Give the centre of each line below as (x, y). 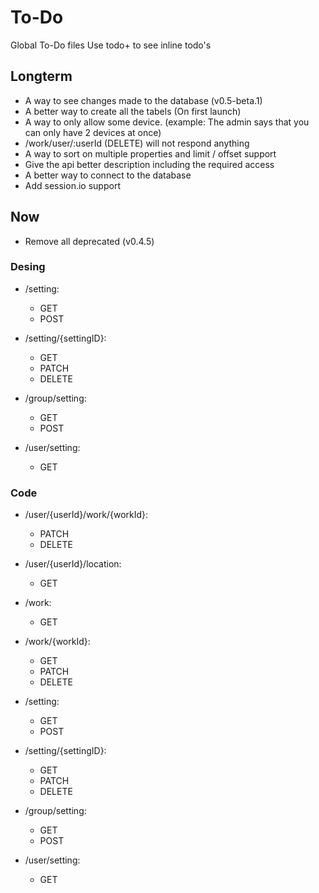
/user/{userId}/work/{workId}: (86, 515)
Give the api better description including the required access (149, 164)
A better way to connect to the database (108, 175)
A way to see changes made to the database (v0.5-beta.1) (143, 100)
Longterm (41, 76)
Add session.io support (72, 185)
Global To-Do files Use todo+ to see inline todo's (111, 45)
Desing (28, 267)
